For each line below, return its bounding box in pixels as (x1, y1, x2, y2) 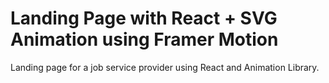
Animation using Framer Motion (10, 28, 279, 51)
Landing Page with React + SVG (10, 7, 278, 30)
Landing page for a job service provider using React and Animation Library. (10, 61, 320, 73)
